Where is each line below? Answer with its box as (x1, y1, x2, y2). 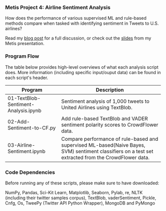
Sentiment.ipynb (7, 148, 46, 155)
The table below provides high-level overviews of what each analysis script (5, 64, 159, 70)
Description (95, 86, 124, 93)
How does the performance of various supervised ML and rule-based (5, 15, 147, 21)
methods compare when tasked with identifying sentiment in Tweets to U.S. (5, 20, 159, 26)
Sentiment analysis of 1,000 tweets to (61, 98, 150, 105)
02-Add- (7, 118, 30, 125)
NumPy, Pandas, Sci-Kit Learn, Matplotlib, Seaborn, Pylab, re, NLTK (5, 189, 143, 195)
